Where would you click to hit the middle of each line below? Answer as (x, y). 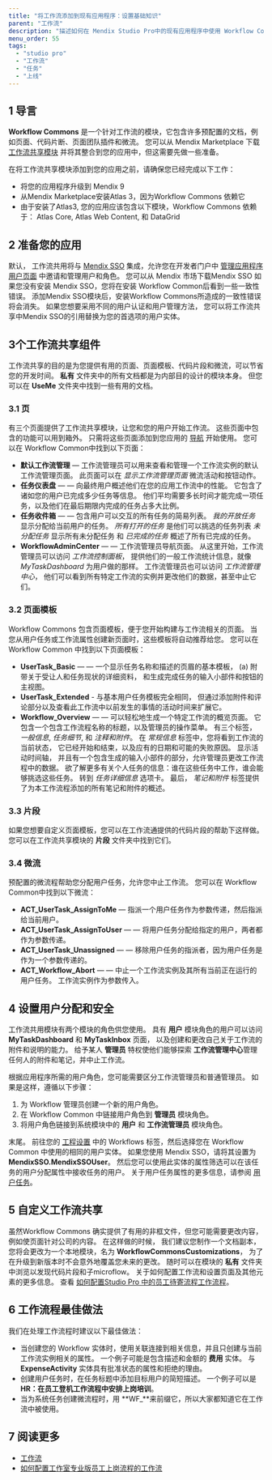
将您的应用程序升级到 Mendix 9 (72, 186)
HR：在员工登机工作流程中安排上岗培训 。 (89, 1389)
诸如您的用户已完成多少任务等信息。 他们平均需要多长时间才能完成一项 (138, 495)
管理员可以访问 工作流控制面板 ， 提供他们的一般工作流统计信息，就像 (136, 556)
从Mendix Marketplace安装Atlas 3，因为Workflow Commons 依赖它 (132, 197)
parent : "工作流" (36, 23)
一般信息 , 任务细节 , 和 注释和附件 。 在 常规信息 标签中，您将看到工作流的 (142, 737)
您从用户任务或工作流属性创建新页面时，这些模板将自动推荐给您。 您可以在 (134, 639)
